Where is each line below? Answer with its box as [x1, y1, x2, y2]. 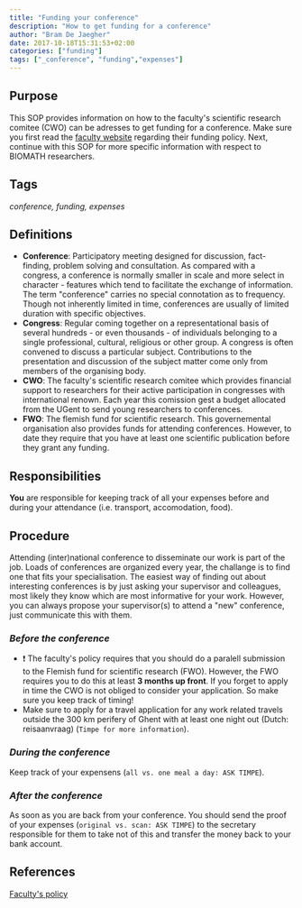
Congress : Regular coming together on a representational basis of [22, 317, 270, 329]
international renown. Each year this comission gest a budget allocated [22, 394, 287, 406]
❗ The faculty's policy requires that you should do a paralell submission [22, 653, 286, 664]
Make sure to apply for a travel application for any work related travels [22, 704, 284, 715]
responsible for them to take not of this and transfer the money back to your [9, 829, 291, 839]
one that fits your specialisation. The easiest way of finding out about [9, 572, 267, 582]
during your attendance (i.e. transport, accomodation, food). [9, 502, 233, 513]
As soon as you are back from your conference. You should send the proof [9, 809, 287, 821]
